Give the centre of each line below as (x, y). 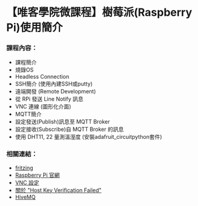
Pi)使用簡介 (35, 28)
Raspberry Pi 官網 (37, 175)
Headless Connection (42, 77)
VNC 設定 (27, 182)
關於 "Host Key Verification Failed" (58, 190)
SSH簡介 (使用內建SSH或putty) (54, 84)
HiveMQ (25, 197)
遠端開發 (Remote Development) (55, 91)
